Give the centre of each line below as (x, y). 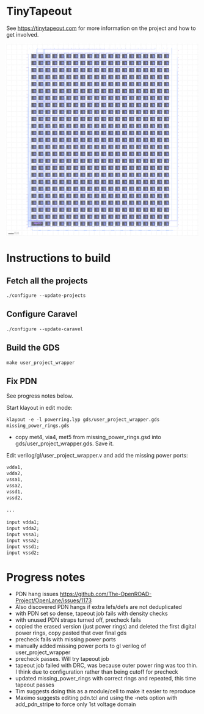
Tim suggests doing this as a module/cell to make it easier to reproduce (105, 691)
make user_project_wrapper (41, 362)
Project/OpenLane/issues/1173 (53, 600)
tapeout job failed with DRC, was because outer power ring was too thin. (106, 665)
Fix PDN (22, 381)
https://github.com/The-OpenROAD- (106, 594)
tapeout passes (35, 685)
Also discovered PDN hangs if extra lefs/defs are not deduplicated (98, 607)
